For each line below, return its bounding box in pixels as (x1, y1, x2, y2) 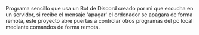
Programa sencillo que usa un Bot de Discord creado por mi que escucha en (5, 5, 194, 12)
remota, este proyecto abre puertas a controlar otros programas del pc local (5, 17, 193, 24)
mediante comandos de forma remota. (5, 23, 100, 30)
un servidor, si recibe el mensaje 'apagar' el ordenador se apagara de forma (5, 11, 193, 18)
